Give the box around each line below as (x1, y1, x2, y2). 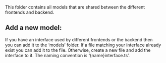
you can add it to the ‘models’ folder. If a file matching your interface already (5, 42, 161, 48)
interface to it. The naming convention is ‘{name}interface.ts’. (5, 52, 130, 58)
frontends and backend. (5, 9, 55, 15)
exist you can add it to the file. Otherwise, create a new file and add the (5, 47, 151, 53)
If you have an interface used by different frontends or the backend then (5, 36, 153, 42)
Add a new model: (5, 24, 62, 32)
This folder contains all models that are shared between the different (5, 4, 145, 10)
